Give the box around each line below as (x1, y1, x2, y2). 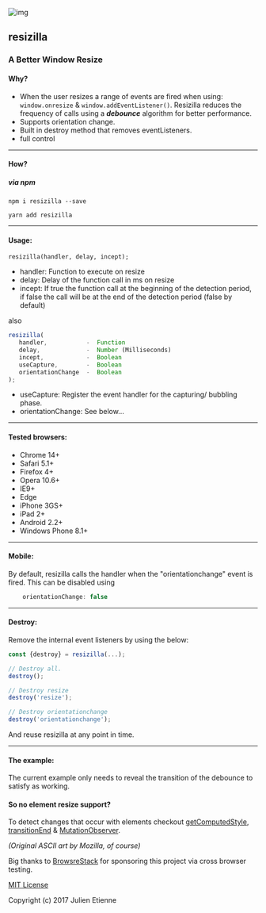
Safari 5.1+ (19, 458, 54, 468)
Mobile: (8, 551, 34, 561)
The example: (8, 755, 55, 765)
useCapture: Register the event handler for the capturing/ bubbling (19, 389, 237, 400)
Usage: (8, 235, 33, 245)
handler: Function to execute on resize (19, 267, 145, 277)
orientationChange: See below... (19, 407, 124, 416)
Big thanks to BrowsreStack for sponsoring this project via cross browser (8, 857, 247, 866)
